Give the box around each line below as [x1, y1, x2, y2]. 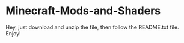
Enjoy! [5, 29, 22, 37]
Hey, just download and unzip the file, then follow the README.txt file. [5, 24, 179, 31]
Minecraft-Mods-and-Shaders [5, 4, 161, 18]
